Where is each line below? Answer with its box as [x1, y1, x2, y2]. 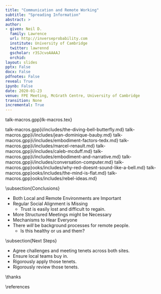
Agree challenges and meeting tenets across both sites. [12, 247, 130, 254]
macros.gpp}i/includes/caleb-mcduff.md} [5, 148, 93, 154]
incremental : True [5, 103, 44, 108]
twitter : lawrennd [10, 46, 49, 51]
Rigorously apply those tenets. [12, 259, 77, 265]
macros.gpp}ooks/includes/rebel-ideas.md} [5, 175, 98, 182]
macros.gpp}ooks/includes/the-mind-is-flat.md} [5, 170, 107, 176]
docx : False [5, 70, 31, 75]
